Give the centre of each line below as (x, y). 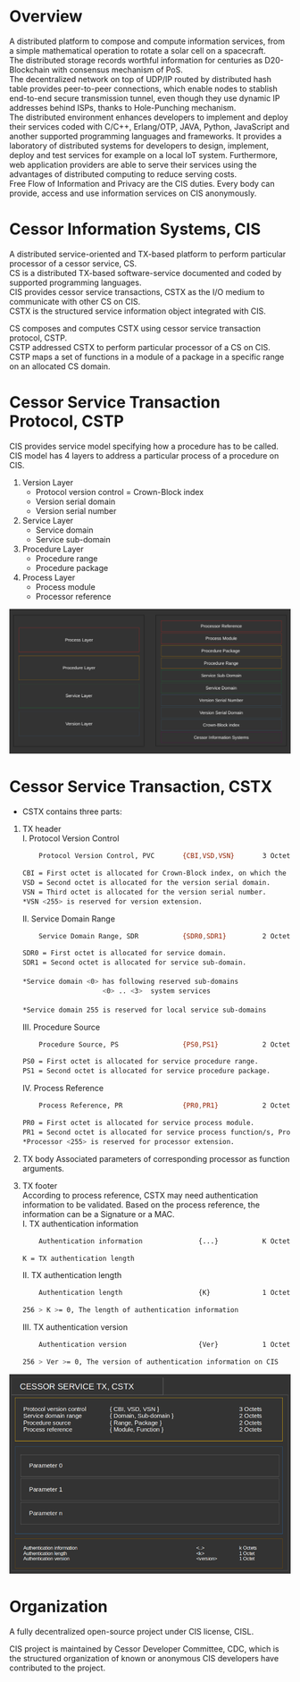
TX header (42, 829)
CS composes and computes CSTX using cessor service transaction (135, 328)
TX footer (40, 1185)
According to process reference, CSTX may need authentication (140, 1195)
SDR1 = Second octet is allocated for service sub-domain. (134, 963)
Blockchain (30, 70)
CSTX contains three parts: (72, 812)
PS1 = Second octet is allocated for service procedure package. (146, 1071)
